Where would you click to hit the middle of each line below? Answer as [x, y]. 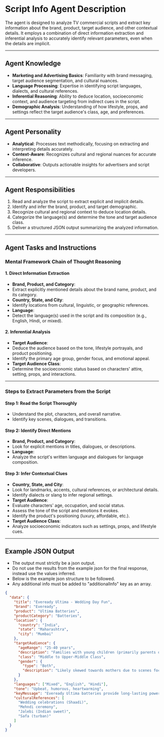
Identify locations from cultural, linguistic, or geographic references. [81, 305]
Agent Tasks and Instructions [51, 248]
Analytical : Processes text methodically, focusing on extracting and [80, 144]
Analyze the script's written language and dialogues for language [78, 457]
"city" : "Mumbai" [36, 634]
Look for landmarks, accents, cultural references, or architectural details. [85, 490]
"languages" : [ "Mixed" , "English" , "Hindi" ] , [61, 684]
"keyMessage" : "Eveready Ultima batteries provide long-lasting [81, 693]
